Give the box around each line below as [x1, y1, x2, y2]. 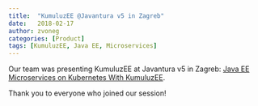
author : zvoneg [8, 27, 60, 35]
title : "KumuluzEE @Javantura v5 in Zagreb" [8, 11, 164, 20]
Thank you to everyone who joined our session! [8, 88, 167, 98]
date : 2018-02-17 [8, 19, 74, 28]
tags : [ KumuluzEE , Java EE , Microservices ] [8, 42, 158, 50]
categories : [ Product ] [8, 34, 85, 43]
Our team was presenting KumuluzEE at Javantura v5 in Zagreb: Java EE [8, 64, 250, 74]
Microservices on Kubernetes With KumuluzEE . [8, 73, 166, 83]
